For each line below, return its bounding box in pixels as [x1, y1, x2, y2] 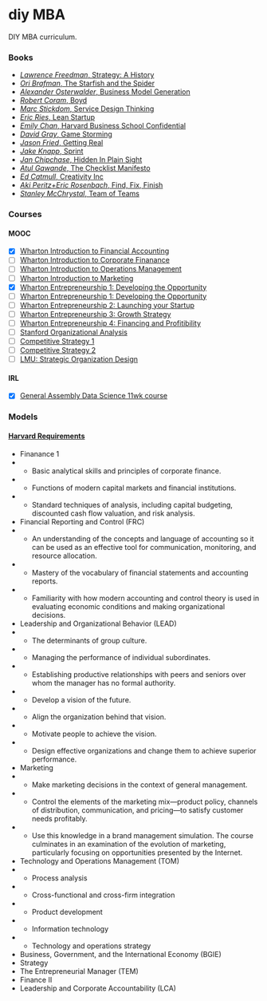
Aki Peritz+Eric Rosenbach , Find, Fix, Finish [19, 180, 163, 190]
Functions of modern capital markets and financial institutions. [31, 483, 237, 493]
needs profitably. [31, 813, 88, 823]
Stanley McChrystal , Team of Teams [19, 189, 139, 199]
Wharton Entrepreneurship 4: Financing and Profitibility [19, 318, 202, 328]
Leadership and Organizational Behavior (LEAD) [19, 619, 177, 628]
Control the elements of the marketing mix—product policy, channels [31, 797, 258, 806]
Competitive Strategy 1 [19, 336, 95, 346]
